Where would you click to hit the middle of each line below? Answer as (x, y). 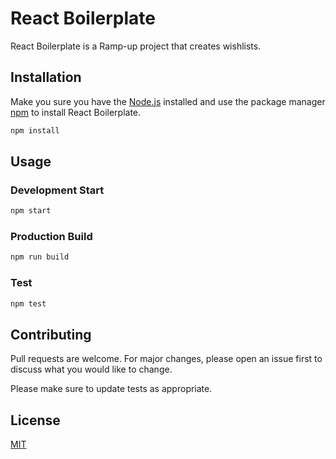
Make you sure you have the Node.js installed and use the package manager (168, 101)
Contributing (51, 334)
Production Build (51, 237)
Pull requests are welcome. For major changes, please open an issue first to (166, 359)
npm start (31, 211)
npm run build (40, 257)
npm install (35, 130)
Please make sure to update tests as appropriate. (111, 389)
